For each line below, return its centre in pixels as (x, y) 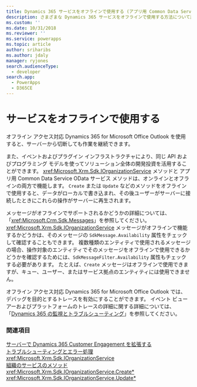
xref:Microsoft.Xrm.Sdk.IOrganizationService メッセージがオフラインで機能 (97, 228)
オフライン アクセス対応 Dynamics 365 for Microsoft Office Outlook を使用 (96, 136)
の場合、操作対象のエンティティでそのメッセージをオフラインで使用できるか (98, 249)
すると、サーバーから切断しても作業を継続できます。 (70, 144)
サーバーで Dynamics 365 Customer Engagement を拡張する (79, 344)
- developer (26, 72)
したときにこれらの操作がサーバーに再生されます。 (72, 200)
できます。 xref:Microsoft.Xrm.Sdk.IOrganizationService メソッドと (97, 171)
